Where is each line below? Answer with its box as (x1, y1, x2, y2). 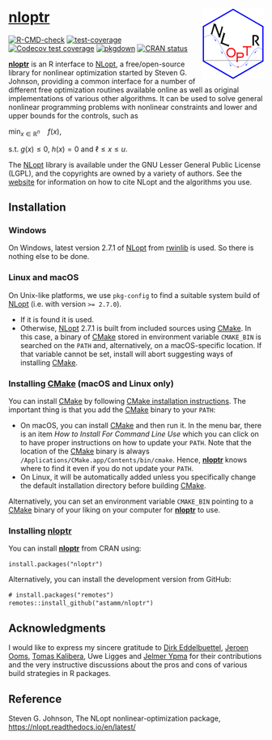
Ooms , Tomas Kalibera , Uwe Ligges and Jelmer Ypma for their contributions (8, 652, 262, 661)
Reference (8, 692, 62, 706)
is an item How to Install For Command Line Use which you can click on (19, 429, 259, 439)
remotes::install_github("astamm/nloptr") (8, 599, 154, 607)
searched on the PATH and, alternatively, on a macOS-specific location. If (19, 340, 262, 350)
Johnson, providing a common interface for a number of (8, 76, 196, 86)
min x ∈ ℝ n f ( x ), (8, 126, 62, 138)
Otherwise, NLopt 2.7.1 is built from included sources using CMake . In (19, 323, 252, 333)
